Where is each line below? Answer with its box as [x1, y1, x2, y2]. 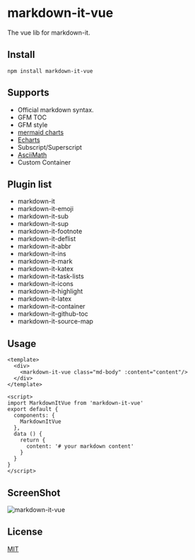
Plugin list [7, 178, 52, 190]
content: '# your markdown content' [25, 443, 134, 450]
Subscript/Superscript [17, 143, 83, 151]
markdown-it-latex [17, 294, 72, 303]
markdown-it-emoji [17, 205, 74, 213]
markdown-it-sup [17, 220, 69, 228]
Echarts [17, 136, 40, 144]
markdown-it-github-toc [17, 309, 88, 318]
